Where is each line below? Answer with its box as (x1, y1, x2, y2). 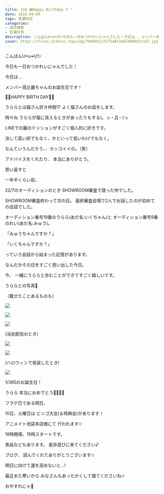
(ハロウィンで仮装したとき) (5, 359, 60, 365)
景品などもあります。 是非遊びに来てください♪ (5, 441, 99, 448)
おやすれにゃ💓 (5, 483, 34, 489)
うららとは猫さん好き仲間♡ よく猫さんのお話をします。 (5, 104, 117, 110)
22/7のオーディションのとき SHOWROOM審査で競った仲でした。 (5, 187, 136, 193)
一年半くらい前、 (5, 177, 40, 182)
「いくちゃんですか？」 (5, 241, 52, 247)
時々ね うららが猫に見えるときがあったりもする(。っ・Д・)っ (5, 114, 128, 120)
